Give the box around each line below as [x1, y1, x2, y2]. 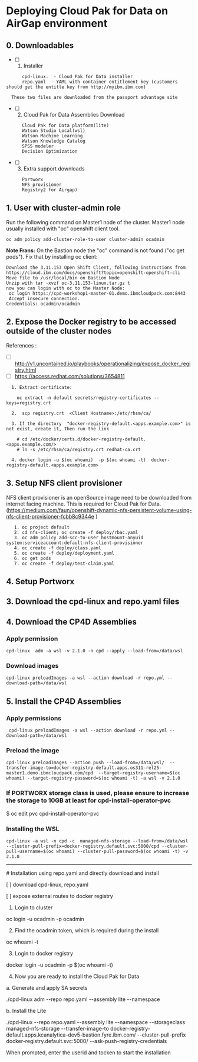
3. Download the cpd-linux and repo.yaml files [6, 597, 180, 607]
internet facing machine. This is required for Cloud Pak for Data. [6, 500, 161, 507]
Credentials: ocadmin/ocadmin [6, 301, 81, 307]
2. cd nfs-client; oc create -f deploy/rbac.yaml [14, 529, 138, 535]
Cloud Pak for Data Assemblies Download [23, 111, 125, 118]
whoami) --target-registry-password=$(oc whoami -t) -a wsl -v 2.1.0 [6, 775, 181, 781]
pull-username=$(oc [6, 848, 54, 854]
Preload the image [6, 746, 60, 754]
